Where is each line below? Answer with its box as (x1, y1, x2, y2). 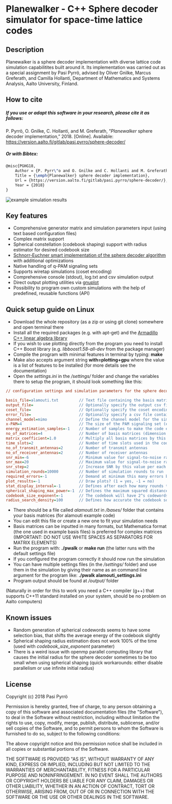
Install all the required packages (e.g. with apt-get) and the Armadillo (13, 330, 158, 336)
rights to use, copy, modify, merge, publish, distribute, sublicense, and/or (6, 720, 160, 726)
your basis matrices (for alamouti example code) (13, 513, 115, 519)
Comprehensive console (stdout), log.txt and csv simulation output (13, 274, 154, 280)
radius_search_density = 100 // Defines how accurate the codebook (6, 498, 161, 503)
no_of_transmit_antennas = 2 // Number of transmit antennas (6, 445, 148, 451)
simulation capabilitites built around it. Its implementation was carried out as (6, 65, 166, 70)
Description (6, 45, 44, 54)
